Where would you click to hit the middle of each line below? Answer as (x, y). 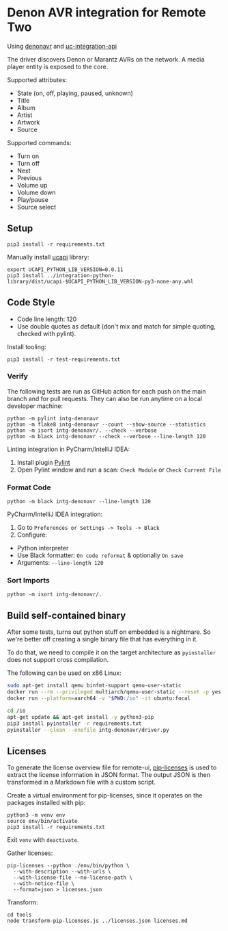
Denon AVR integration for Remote (106, 13)
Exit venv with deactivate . (43, 840)
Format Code (29, 487)
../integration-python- (81, 275)
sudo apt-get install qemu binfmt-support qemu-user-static (95, 686)
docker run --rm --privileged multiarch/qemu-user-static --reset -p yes (114, 692)
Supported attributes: (37, 79)
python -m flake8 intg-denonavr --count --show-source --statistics (106, 424)
